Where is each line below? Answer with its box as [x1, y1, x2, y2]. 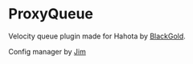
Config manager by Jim [8, 46, 86, 56]
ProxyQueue [8, 5, 94, 23]
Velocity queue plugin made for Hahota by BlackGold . [8, 31, 187, 41]
